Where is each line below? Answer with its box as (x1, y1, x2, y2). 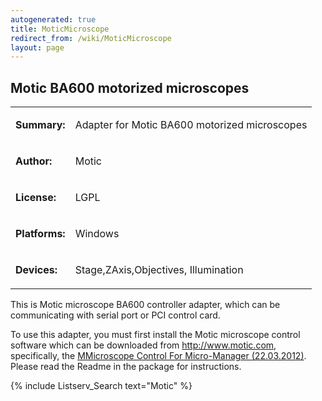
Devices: (15, 263, 58, 277)
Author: (15, 154, 53, 168)
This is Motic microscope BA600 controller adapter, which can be (10, 299, 281, 311)
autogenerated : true (10, 14, 97, 25)
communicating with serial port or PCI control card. (10, 309, 221, 321)
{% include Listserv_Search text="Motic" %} (10, 380, 193, 392)
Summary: (15, 118, 66, 132)
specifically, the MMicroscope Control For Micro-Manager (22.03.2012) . (10, 350, 307, 362)
